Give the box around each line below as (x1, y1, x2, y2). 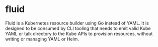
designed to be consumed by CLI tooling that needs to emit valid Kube (5, 25, 151, 31)
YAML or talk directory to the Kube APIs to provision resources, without (5, 30, 153, 36)
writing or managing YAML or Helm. (5, 36, 80, 42)
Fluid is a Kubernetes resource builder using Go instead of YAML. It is (5, 20, 149, 26)
